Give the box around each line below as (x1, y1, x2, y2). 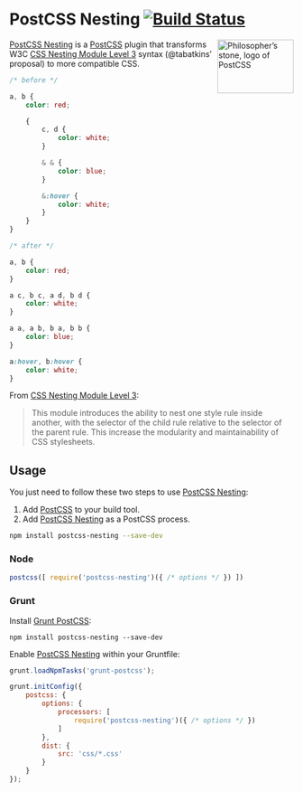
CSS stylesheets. (31, 437, 96, 448)
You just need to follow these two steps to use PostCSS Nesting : (9, 486, 249, 497)
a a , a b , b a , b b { (9, 324, 91, 334)
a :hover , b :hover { (9, 357, 83, 366)
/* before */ (9, 75, 59, 85)
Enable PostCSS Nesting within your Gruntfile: (9, 648, 180, 659)
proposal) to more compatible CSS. (9, 58, 140, 69)
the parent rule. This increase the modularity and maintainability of (31, 427, 280, 438)
